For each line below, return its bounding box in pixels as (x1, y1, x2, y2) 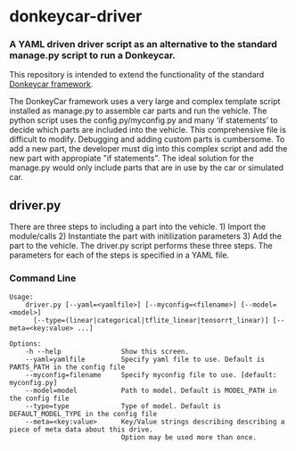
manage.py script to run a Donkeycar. (9, 49, 177, 61)
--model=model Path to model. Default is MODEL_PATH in (25, 386, 277, 395)
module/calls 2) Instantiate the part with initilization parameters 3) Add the (9, 231, 283, 242)
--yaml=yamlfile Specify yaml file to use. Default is (25, 355, 266, 364)
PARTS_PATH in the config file (9, 363, 126, 372)
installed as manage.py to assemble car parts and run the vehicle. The (9, 105, 267, 117)
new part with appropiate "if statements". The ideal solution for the (9, 153, 254, 164)
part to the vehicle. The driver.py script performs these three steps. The (9, 241, 274, 251)
